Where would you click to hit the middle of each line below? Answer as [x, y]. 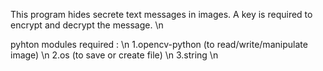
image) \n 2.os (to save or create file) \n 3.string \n [114, 55]
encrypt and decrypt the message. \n [87, 25]
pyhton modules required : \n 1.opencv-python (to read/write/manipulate [159, 44]
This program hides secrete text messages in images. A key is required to [161, 14]
